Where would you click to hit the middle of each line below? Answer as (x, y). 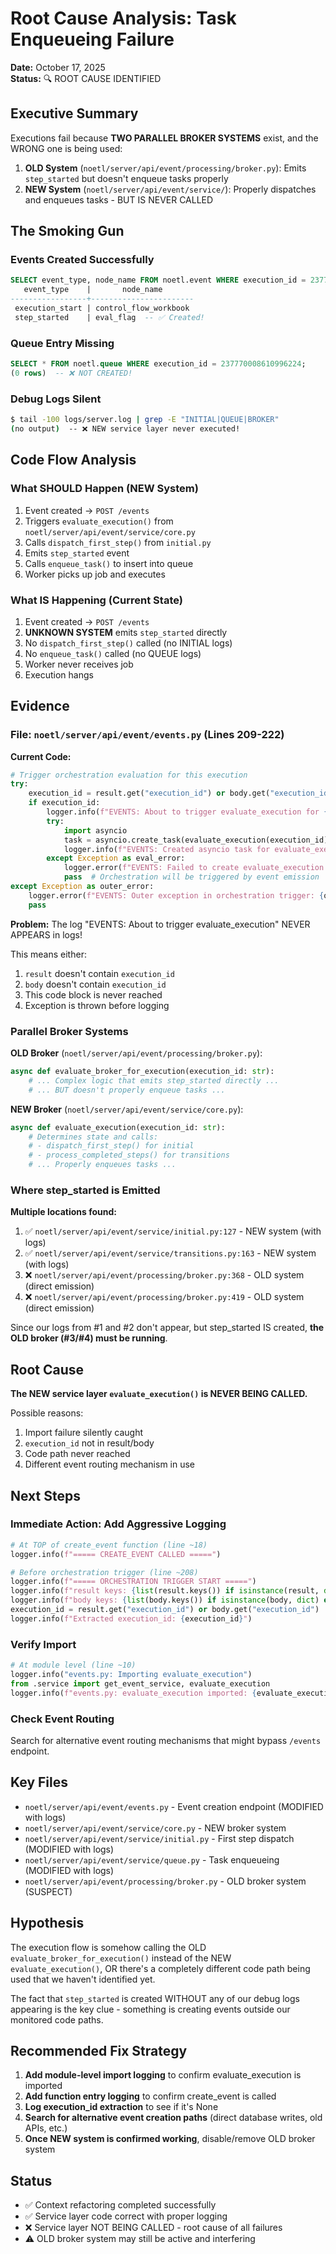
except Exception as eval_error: (116, 858)
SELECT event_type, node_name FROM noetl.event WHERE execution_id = (158, 280)
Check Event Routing (62, 1719)
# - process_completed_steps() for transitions (129, 1155)
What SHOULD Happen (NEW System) (104, 489)
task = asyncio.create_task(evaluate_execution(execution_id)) (198, 840)
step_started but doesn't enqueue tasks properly (126, 178)
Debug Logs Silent (56, 399)
